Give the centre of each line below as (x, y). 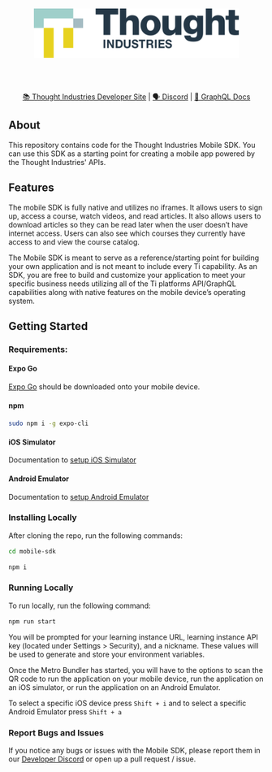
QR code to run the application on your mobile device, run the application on (136, 679)
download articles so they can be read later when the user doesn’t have (128, 224)
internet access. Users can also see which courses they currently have (127, 233)
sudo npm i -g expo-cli (49, 424)
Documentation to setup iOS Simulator (72, 460)
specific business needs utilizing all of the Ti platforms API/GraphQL (123, 284)
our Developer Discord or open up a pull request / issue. (102, 759)
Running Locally (41, 588)
